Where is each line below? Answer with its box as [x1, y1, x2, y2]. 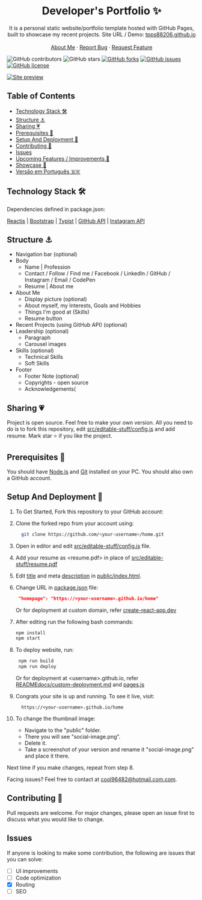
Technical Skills [24, 353, 64, 361]
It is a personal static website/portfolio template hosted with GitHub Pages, [8, 24, 195, 31]
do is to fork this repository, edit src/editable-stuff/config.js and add [7, 425, 176, 432]
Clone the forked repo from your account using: [15, 519, 134, 527]
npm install [15, 629, 46, 636]
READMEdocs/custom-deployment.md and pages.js [15, 681, 145, 689]
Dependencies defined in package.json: [7, 205, 106, 213]
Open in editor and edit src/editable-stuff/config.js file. [15, 542, 151, 550]
